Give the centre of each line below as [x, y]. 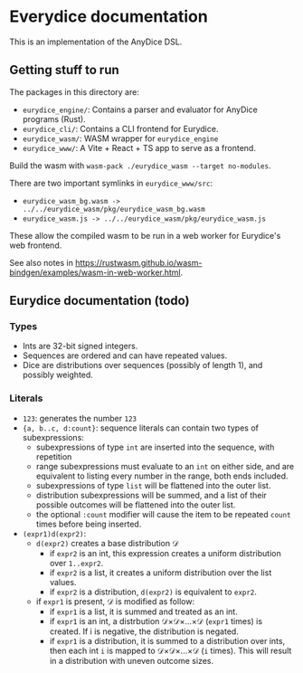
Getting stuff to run [64, 70]
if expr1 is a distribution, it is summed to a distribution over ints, [167, 640]
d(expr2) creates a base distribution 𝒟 [107, 543]
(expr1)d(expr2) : [54, 533]
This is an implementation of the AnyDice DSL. [96, 42]
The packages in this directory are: [75, 91]
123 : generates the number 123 [80, 418]
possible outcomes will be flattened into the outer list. [136, 505]
